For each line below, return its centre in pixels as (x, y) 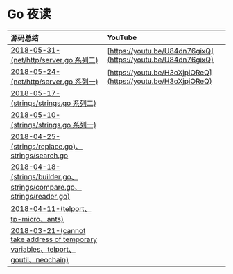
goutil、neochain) (40, 259)
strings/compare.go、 (46, 187)
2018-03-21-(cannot (48, 230)
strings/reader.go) (41, 196)
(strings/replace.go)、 (47, 146)
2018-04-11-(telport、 (51, 208)
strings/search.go (40, 155)
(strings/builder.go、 (44, 176)
